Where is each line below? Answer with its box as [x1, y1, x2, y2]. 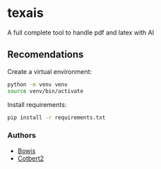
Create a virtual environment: [7, 67, 93, 75]
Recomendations [7, 49, 84, 61]
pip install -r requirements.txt [7, 114, 106, 121]
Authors [7, 130, 37, 140]
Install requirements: [7, 100, 67, 108]
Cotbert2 [17, 154, 44, 163]
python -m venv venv [7, 81, 68, 88]
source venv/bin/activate [7, 87, 83, 94]
